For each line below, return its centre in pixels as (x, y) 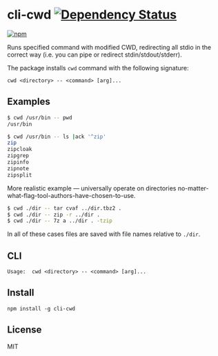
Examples (29, 102)
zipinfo (18, 162)
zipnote (18, 168)
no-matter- (193, 188)
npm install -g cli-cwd (41, 308)
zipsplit (20, 175)
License (24, 330)
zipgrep (18, 156)
